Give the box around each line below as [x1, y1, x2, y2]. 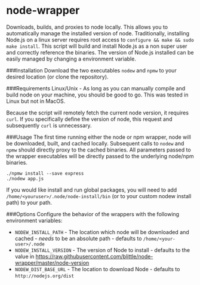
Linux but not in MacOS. [6, 97, 66, 105]
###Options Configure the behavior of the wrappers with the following [6, 210, 180, 217]
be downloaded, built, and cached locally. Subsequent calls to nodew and [6, 140, 184, 147]
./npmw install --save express [6, 170, 84, 177]
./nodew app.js [6, 175, 44, 181]
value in [14, 253, 35, 260]
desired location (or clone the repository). [6, 73, 109, 80]
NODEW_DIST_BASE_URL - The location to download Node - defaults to [14, 265, 180, 272]
